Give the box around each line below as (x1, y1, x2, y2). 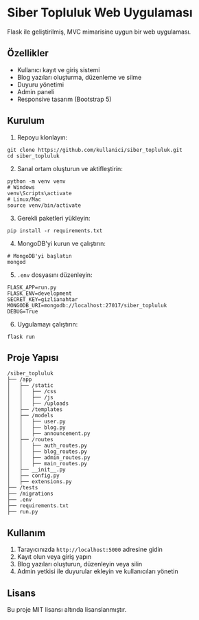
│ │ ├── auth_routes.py (7, 442, 88, 450)
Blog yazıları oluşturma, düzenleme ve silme (16, 73, 142, 81)
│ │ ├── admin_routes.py (7, 454, 91, 461)
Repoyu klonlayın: (16, 133, 67, 142)
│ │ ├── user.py (7, 418, 67, 425)
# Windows (7, 184, 36, 190)
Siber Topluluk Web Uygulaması (7, 5, 194, 21)
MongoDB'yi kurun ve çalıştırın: (16, 239, 106, 247)
